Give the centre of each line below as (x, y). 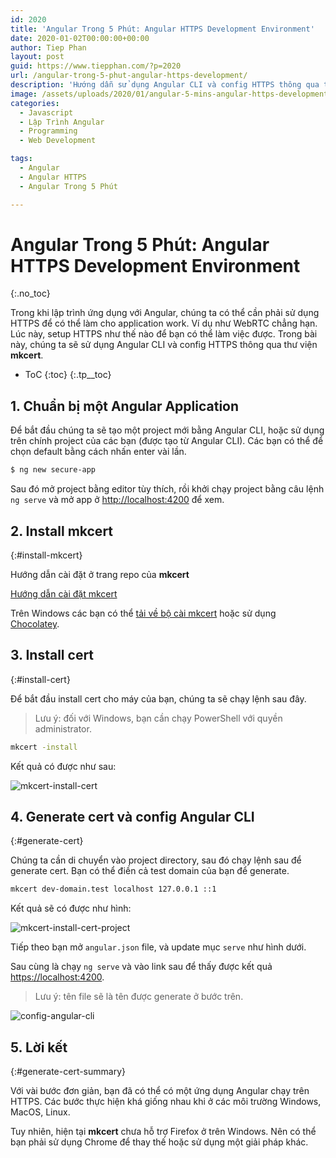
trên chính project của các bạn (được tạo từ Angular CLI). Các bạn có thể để (167, 441)
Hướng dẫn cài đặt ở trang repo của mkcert (100, 574)
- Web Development (58, 141)
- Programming (48, 131)
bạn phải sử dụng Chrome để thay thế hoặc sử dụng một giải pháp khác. (159, 1142)
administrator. (63, 728)
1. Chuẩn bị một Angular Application (125, 406)
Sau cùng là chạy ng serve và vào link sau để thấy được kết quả (141, 967)
